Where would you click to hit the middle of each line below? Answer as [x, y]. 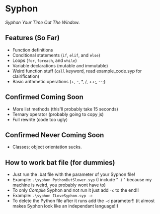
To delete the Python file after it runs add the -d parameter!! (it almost [83, 201]
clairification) [26, 76]
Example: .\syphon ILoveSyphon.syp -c [52, 196]
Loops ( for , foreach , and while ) [44, 60]
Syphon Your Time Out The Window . [42, 22]
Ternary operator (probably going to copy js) [58, 114]
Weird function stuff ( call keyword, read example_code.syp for [77, 71]
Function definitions [33, 50]
